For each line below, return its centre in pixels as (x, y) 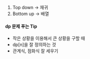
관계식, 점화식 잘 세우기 (35, 51)
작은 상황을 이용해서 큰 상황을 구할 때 (49, 38)
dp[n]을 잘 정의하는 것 (34, 45)
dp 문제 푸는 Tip (21, 26)
